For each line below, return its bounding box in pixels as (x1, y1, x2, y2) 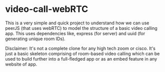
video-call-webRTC (5, 3, 88, 15)
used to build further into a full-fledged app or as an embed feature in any (5, 56, 157, 62)
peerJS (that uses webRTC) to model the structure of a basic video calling (5, 25, 157, 31)
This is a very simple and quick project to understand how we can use (5, 20, 149, 26)
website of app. (5, 61, 37, 67)
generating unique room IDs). (5, 36, 66, 42)
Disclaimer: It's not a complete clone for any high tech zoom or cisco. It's (5, 45, 156, 51)
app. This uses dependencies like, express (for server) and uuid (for (5, 30, 145, 36)
